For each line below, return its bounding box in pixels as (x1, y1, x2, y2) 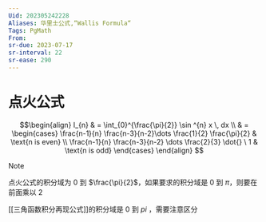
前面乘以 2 (8, 187, 43, 196)
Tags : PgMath (8, 26, 52, 34)
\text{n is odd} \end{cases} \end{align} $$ (65, 145, 204, 155)
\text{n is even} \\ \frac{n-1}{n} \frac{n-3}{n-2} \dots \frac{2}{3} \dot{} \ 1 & (10, 137, 258, 146)
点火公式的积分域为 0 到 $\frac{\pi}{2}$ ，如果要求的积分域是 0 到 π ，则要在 (8, 177, 258, 187)
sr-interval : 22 (8, 49, 62, 57)
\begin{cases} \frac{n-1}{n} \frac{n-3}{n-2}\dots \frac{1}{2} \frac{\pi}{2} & (11, 129, 257, 138)
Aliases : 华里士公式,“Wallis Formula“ (8, 19, 132, 27)
